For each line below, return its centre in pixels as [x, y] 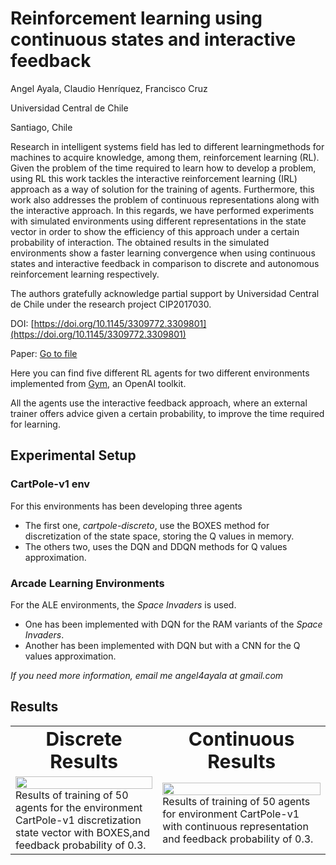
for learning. [35, 424]
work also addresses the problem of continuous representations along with [165, 199]
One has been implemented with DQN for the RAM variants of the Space [173, 624]
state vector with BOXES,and [83, 832]
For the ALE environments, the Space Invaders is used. [123, 604]
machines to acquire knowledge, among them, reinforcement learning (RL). [165, 157]
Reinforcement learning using [136, 18]
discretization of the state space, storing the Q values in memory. [159, 536]
